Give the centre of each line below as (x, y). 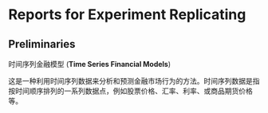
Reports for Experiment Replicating (127, 15)
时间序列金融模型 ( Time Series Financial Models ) (90, 64)
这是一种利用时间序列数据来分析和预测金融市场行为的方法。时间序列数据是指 (134, 81)
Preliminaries (42, 44)
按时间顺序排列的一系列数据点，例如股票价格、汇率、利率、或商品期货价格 (130, 91)
